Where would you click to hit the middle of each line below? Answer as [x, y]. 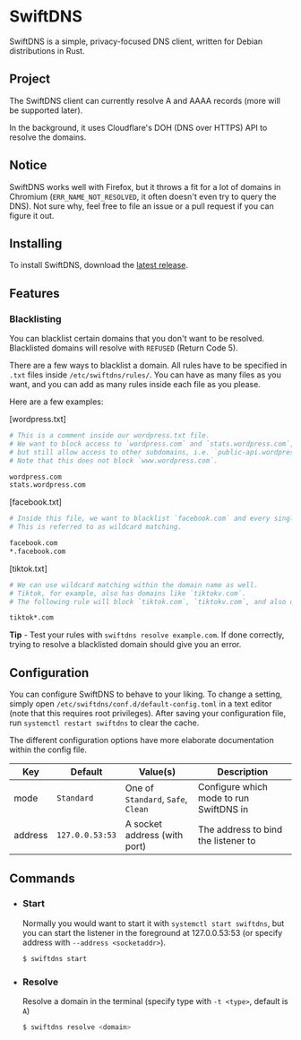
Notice [28, 165]
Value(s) [157, 772]
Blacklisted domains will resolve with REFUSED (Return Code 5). [124, 348]
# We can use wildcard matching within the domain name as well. [133, 585]
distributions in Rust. [47, 50]
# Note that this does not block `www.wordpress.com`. [114, 460]
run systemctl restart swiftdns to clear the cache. [104, 723]
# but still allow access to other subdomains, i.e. [110, 452]
